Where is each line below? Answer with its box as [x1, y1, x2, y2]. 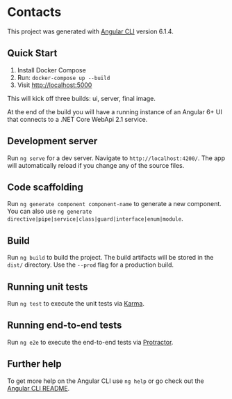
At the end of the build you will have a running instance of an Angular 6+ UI [7, 107, 222, 116]
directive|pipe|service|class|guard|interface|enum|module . [7, 214, 183, 223]
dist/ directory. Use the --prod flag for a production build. [7, 260, 174, 269]
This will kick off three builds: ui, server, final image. [7, 94, 156, 102]
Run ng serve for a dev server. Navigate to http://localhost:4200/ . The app [7, 154, 226, 162]
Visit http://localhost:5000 [17, 81, 92, 89]
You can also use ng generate [7, 207, 92, 216]
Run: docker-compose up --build [17, 73, 110, 81]
